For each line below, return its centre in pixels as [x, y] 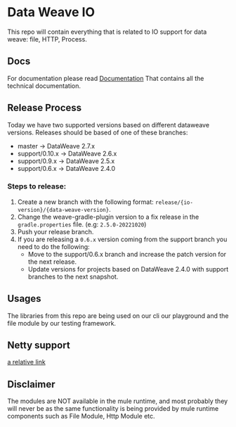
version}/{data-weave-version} [63, 210]
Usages [24, 299]
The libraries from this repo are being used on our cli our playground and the [118, 316]
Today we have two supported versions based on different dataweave [108, 125]
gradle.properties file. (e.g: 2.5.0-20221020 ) [82, 224]
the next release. [52, 262]
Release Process [45, 108]
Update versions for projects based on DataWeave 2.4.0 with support [128, 269]
